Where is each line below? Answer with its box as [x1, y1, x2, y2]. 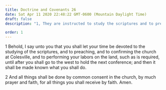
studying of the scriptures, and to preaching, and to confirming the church [5, 49, 157, 55]
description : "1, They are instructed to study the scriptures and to [5, 21, 154, 26]
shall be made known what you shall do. [5, 65, 87, 71]
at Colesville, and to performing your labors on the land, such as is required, [5, 54, 160, 60]
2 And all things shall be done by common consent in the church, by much [5, 74, 157, 80]
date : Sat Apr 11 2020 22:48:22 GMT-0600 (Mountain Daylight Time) [5, 12, 147, 17]
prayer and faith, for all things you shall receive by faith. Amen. [5, 80, 132, 86]
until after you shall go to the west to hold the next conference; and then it [5, 59, 156, 65]
